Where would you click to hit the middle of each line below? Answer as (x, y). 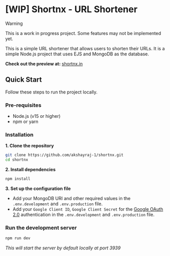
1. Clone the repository (30, 146)
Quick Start (24, 80)
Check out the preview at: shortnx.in (44, 63)
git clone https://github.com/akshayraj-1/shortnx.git (64, 155)
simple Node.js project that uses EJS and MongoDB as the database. (77, 54)
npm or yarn (25, 122)
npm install (18, 179)
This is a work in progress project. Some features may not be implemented (83, 33)
